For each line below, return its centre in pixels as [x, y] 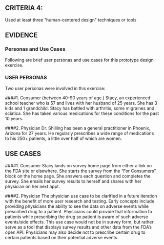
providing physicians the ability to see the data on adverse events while [77, 206]
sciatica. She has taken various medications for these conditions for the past [82, 113]
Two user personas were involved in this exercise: [55, 88]
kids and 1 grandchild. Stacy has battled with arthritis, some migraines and [80, 108]
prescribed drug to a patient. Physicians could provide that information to [79, 211]
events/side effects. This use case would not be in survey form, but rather [79, 222]
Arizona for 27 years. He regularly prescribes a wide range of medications [80, 133]
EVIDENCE [21, 35]
